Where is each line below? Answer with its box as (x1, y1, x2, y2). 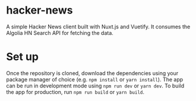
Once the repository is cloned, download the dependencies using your (6, 69, 179, 77)
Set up (6, 50, 39, 64)
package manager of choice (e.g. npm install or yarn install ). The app (6, 76, 184, 83)
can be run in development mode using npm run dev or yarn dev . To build (6, 82, 185, 89)
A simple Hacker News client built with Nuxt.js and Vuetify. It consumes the (6, 23, 191, 30)
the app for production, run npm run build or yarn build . (6, 88, 144, 95)
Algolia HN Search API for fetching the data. (6, 29, 114, 36)
